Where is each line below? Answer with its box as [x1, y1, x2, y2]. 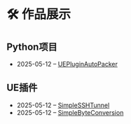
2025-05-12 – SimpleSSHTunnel [16, 101, 110, 109]
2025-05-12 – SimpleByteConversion [16, 108, 124, 116]
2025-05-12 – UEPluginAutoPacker [16, 60, 118, 68]
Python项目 [6, 41, 57, 53]
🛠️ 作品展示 [6, 6, 71, 22]
